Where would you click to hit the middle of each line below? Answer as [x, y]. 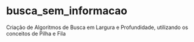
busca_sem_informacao [67, 11]
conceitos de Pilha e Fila [36, 33]
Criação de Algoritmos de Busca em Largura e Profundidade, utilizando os [97, 27]
